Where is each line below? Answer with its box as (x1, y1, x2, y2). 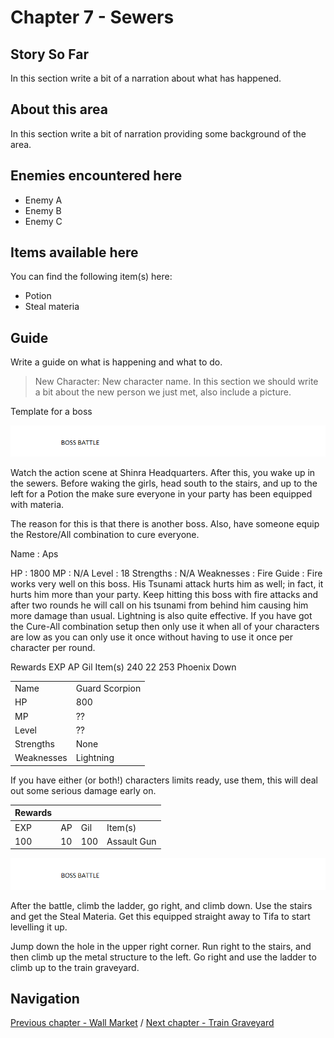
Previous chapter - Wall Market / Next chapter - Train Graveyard (10, 1017, 275, 1029)
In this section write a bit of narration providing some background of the (10, 127, 307, 140)
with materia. (10, 499, 65, 511)
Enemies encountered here (10, 167, 183, 185)
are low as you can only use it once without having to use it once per (10, 631, 293, 643)
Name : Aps (10, 548, 59, 560)
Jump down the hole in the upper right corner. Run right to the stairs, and (10, 940, 312, 952)
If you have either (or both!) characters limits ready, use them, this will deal (10, 774, 318, 786)
